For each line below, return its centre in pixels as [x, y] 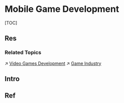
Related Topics [23, 52]
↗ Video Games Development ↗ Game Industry [53, 63]
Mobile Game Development [62, 9]
